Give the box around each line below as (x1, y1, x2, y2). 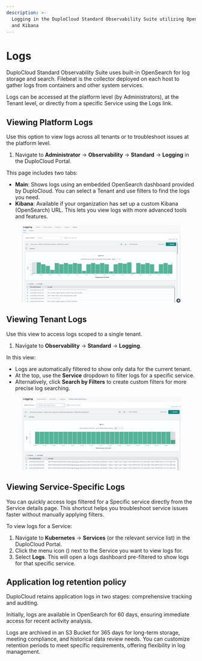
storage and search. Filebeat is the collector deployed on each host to (6, 75, 180, 82)
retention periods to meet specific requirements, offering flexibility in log (6, 642, 185, 649)
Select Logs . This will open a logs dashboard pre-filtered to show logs (14, 553, 189, 561)
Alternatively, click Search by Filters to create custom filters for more (14, 378, 187, 385)
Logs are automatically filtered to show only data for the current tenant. (14, 365, 192, 372)
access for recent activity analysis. (6, 617, 93, 625)
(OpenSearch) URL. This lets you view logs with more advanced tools (14, 206, 187, 214)
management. (6, 648, 41, 656)
